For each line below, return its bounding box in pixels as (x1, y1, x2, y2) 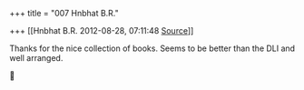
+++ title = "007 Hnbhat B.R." (9, 8, 120, 18)
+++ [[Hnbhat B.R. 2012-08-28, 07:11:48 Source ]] (9, 25, 194, 35)
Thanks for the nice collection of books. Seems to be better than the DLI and (9, 43, 296, 54)
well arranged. (9, 53, 64, 63)
